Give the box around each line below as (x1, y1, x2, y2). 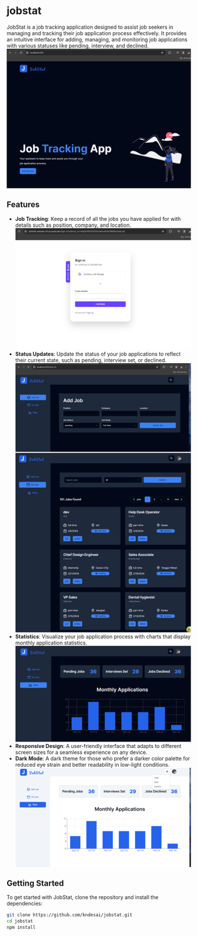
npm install (6, 924, 36, 931)
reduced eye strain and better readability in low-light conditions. (15, 761, 170, 768)
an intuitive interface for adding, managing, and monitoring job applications (6, 36, 188, 43)
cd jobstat (6, 918, 33, 924)
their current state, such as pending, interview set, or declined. (15, 357, 167, 364)
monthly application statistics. (15, 640, 87, 647)
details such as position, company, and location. (15, 221, 132, 228)
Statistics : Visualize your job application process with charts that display (15, 633, 191, 640)
